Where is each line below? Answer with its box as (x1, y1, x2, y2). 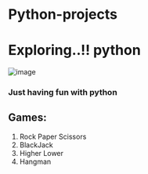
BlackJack (19, 140, 53, 150)
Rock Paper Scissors (19, 132, 87, 141)
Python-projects (8, 5, 117, 24)
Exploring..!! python (8, 42, 141, 60)
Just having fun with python (8, 87, 117, 98)
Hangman (19, 157, 52, 166)
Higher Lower (19, 148, 64, 158)
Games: (8, 111, 47, 125)
